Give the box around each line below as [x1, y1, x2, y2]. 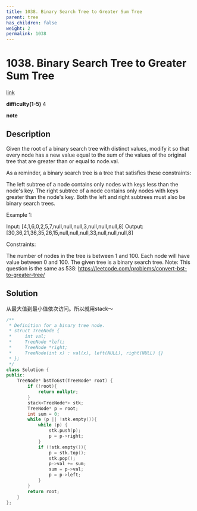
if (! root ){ [27, 384, 58, 390]
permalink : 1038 [6, 31, 46, 37]
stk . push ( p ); [48, 428, 82, 434]
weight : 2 [6, 25, 31, 32]
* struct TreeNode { [8, 328, 60, 334]
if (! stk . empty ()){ [37, 444, 86, 450]
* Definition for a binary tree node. [8, 322, 105, 328]
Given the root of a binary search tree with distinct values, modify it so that [6, 145, 189, 152]
